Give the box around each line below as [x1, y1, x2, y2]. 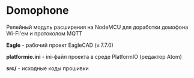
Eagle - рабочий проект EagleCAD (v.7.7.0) [6, 41, 114, 49]
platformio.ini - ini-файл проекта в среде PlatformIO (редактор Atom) [6, 53, 182, 60]
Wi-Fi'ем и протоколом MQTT [6, 29, 83, 37]
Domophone [6, 4, 69, 17]
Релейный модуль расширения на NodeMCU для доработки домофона [6, 23, 189, 31]
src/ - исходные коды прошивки [6, 64, 89, 72]
